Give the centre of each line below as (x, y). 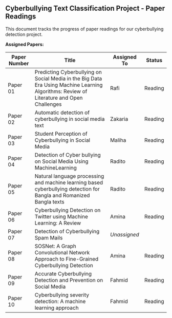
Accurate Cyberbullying (63, 273)
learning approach (57, 308)
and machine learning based (69, 182)
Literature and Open (59, 98)
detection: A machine (60, 301)
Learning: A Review (58, 223)
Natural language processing (69, 176)
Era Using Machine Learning (69, 85)
